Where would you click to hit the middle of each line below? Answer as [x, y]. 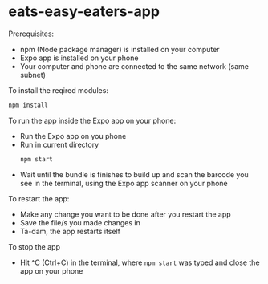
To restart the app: [39, 198]
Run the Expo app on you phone [73, 136]
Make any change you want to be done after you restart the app [125, 214]
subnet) [33, 75]
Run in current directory [59, 144]
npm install [28, 105]
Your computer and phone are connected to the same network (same [134, 66]
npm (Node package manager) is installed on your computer [120, 49]
